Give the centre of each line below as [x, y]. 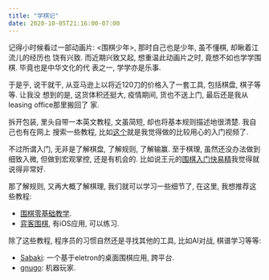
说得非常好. [27, 169]
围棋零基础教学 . [46, 213]
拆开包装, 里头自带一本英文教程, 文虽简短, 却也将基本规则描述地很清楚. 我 [129, 121]
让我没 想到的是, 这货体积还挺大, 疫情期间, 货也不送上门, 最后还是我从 [134, 94]
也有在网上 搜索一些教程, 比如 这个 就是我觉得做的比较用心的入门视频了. [132, 132]
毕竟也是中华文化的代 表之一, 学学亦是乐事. [90, 67]
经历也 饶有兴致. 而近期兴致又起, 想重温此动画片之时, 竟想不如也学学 [142, 57]
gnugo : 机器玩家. [48, 267]
